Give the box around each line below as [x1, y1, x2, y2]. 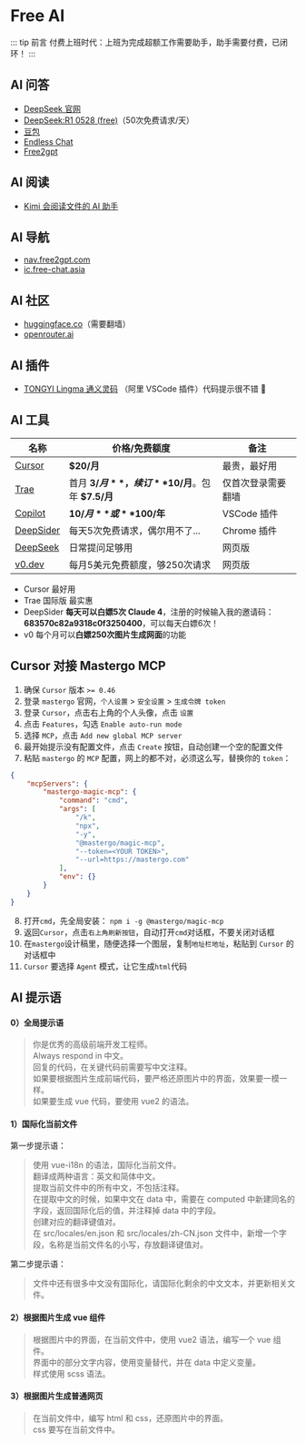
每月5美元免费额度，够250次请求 [68, 558, 212, 571]
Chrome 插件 [222, 524, 278, 537]
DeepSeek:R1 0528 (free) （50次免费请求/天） [23, 115, 194, 126]
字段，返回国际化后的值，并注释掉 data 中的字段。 [32, 1205, 222, 1216]
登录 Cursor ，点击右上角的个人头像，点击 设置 [23, 706, 194, 717]
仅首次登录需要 [222, 476, 287, 489]
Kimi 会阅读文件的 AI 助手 [23, 200, 119, 211]
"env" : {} [58, 872, 96, 881]
